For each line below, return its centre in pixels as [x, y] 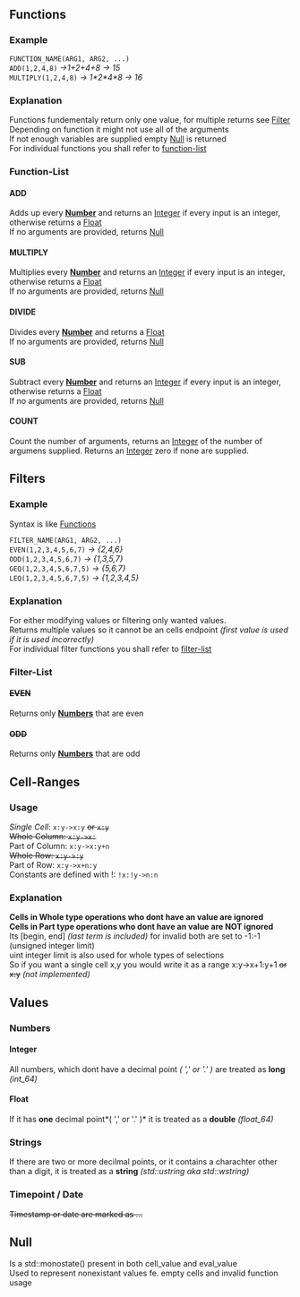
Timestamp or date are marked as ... [76, 1214]
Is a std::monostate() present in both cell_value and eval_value [123, 1264]
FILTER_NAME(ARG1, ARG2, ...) [66, 540]
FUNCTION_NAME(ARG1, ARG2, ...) [69, 59]
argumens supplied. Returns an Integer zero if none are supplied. [129, 451]
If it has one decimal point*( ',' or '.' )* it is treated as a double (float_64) [141, 1119]
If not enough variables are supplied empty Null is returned [118, 139]
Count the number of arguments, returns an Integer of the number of [136, 441]
